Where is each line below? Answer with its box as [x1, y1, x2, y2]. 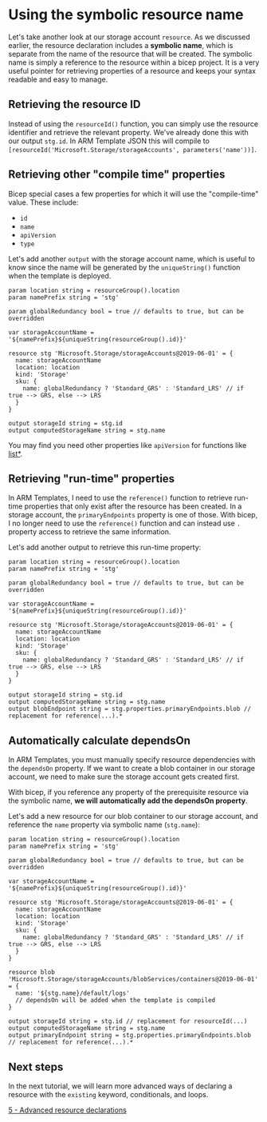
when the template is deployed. [8, 270, 112, 281]
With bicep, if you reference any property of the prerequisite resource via [8, 788, 249, 797]
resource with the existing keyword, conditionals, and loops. [8, 1090, 209, 1099]
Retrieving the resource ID [8, 98, 141, 111]
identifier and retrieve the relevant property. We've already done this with [8, 127, 249, 137]
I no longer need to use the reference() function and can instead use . [8, 518, 241, 529]
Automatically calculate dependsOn [8, 733, 191, 747]
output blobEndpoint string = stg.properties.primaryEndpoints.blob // [8, 705, 251, 713]
